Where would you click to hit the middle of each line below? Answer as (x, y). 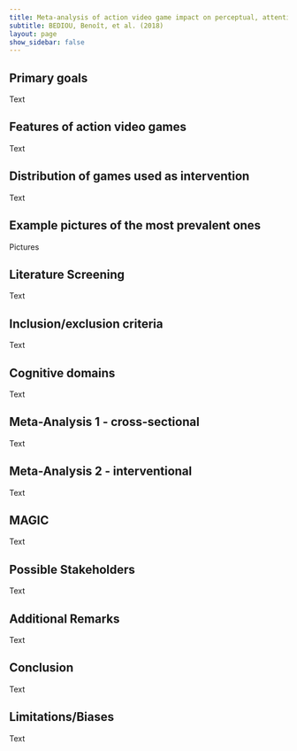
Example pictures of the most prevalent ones (135, 225)
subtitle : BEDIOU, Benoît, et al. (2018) (87, 26)
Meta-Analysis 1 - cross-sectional (105, 422)
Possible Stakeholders (72, 569)
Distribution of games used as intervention (129, 177)
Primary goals (49, 77)
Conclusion (42, 668)
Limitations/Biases (62, 717)
